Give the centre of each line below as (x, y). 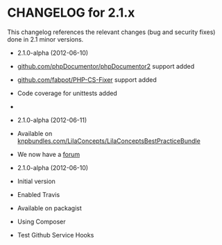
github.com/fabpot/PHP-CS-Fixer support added (87, 79)
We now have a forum (49, 154)
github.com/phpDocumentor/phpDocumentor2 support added (106, 66)
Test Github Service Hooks (55, 235)
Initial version (36, 181)
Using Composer (41, 221)
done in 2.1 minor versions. (45, 39)
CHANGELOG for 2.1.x (71, 13)
